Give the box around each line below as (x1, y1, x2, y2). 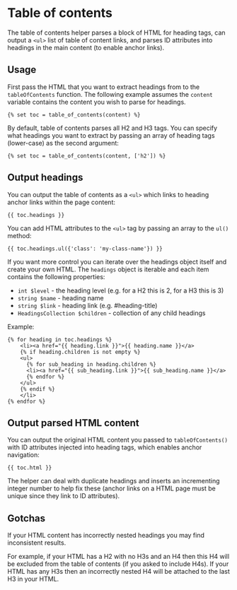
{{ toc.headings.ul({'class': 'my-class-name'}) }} (7, 245, 163, 252)
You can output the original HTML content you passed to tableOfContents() (7, 436, 229, 444)
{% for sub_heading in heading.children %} (25, 360, 157, 368)
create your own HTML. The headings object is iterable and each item (7, 265, 209, 273)
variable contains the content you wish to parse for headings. (7, 98, 186, 106)
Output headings (7, 172, 83, 184)
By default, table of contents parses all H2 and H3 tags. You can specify (7, 124, 218, 132)
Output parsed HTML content (7, 417, 139, 429)
